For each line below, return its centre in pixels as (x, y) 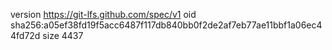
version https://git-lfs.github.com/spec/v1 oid (103, 14)
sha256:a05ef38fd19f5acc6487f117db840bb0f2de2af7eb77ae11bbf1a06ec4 (166, 25)
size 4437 (63, 35)
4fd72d (25, 35)
